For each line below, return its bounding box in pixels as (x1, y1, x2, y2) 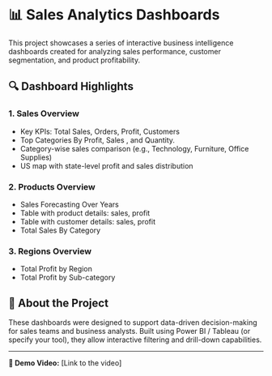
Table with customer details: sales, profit (19, 216, 156, 226)
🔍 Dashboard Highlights (8, 79, 134, 93)
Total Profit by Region (19, 264, 93, 274)
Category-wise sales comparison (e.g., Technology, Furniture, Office (19, 143, 249, 153)
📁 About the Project (8, 296, 109, 310)
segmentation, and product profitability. (8, 55, 140, 65)
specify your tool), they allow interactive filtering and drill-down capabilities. (8, 335, 262, 344)
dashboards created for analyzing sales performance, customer (8, 46, 221, 56)
